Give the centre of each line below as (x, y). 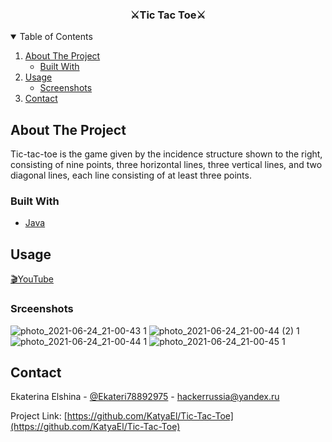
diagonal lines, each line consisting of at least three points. (131, 175)
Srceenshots (42, 309)
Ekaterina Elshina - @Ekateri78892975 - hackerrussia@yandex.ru (145, 397)
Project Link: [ (39, 416)
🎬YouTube (32, 279)
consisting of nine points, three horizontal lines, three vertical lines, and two (166, 165)
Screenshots (66, 88)
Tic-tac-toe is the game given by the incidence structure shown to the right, (166, 154)
